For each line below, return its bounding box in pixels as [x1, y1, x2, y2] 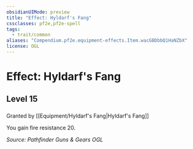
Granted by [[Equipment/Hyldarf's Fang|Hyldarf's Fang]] [6, 112, 149, 120]
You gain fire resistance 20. [6, 124, 76, 132]
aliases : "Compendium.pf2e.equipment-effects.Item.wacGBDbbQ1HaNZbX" [6, 37, 188, 44]
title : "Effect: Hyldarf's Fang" [6, 15, 92, 21]
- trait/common [12, 32, 51, 38]
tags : [6, 26, 20, 32]
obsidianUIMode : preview [6, 9, 70, 15]
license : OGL [6, 44, 40, 50]
